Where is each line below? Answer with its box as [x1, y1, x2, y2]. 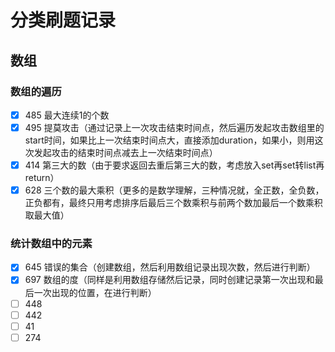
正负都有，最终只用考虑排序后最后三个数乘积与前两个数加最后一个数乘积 [24, 197, 323, 209]
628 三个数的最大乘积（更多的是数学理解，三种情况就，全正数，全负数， [24, 184, 325, 196]
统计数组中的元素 [10, 237, 93, 251]
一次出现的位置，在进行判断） [33, 286, 157, 298]
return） [24, 172, 60, 184]
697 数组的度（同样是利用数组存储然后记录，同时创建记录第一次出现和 [24, 274, 315, 286]
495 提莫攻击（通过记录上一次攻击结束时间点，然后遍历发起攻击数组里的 [24, 121, 325, 133]
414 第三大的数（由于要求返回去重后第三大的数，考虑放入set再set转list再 [24, 159, 325, 171]
